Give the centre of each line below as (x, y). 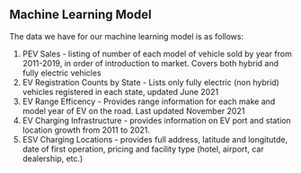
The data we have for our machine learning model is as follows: (127, 36)
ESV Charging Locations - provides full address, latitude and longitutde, (155, 139)
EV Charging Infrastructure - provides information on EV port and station (157, 120)
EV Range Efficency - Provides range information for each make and (149, 101)
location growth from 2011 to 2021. (86, 130)
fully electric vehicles (62, 73)
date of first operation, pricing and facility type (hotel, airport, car (143, 149)
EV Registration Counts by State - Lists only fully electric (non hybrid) (151, 82)
